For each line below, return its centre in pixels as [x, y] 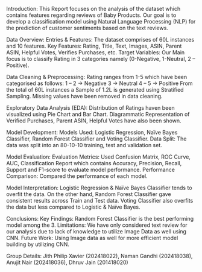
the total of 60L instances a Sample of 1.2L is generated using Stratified [95, 90]
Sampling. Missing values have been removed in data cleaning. [84, 96]
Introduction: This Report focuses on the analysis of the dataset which [93, 9]
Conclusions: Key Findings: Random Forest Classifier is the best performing [100, 219]
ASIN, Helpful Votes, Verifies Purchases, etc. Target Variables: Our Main [96, 52]
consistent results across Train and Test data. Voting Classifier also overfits [100, 201]
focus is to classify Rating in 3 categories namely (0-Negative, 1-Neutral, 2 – [101, 59]
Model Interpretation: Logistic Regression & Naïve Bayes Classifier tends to [99, 188]
